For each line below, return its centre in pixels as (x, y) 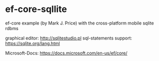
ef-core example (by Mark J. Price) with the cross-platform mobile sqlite (79, 23)
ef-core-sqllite (36, 9)
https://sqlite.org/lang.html (32, 43)
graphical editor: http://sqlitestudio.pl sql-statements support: (69, 38)
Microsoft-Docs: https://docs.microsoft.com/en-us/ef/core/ (66, 53)
